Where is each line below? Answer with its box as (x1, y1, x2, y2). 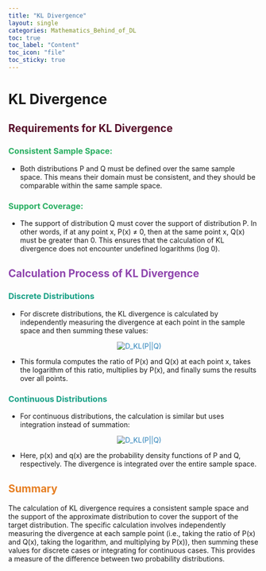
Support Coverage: (8, 200, 83, 212)
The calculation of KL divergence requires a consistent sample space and (8, 503, 249, 513)
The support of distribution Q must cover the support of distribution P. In (19, 219, 257, 228)
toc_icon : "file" (8, 49, 66, 56)
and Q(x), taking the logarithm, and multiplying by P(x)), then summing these (8, 537, 259, 546)
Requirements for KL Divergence (8, 122, 173, 135)
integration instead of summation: (19, 420, 130, 429)
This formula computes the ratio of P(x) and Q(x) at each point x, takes (19, 356, 252, 366)
